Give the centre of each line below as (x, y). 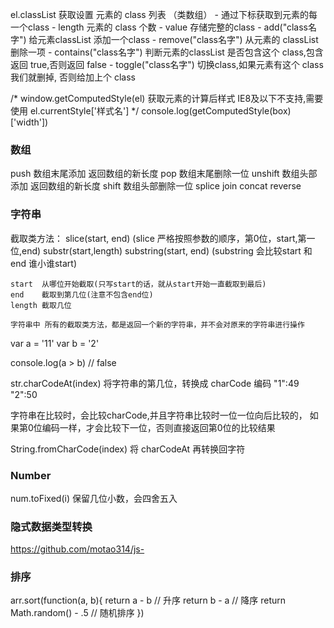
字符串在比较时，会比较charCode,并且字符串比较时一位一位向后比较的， (159, 415)
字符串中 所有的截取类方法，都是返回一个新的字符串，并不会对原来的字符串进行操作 (157, 324)
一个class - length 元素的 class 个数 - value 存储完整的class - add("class (159, 27)
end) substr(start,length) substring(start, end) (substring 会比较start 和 (167, 250)
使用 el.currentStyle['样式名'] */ (75, 111)
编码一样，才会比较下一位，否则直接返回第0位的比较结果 (158, 427)
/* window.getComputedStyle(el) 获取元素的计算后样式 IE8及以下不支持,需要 (167, 98)
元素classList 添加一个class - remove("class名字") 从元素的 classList (178, 39)
